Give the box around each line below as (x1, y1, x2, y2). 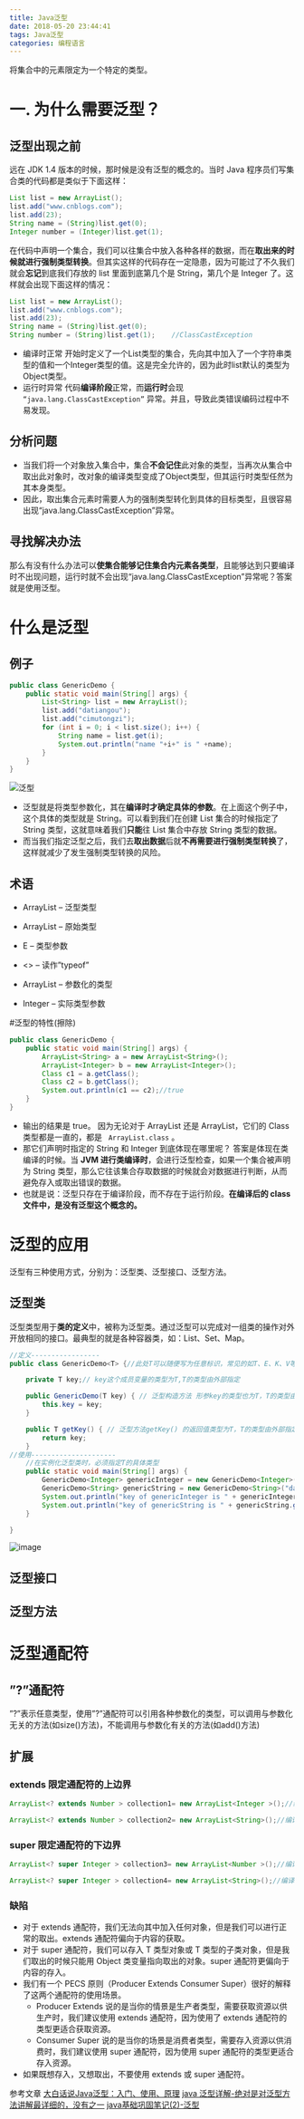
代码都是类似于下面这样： (33, 176, 128, 187)
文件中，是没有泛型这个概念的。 (22, 1199, 142, 1210)
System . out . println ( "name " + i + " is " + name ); (57, 739, 233, 748)
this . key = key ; (42, 1401, 103, 1410)
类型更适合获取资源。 (35, 2024, 116, 2034)
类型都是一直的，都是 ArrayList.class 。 (22, 1132, 180, 1142)
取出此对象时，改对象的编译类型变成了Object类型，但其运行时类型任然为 (22, 470, 294, 481)
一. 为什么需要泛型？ (9, 100, 161, 120)
